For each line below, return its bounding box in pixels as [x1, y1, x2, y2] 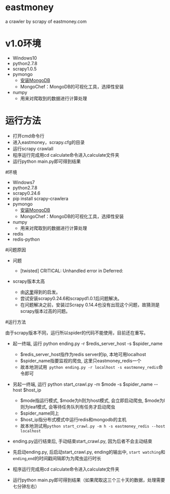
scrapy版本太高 [12, 278, 45, 284]
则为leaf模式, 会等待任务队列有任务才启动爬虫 [20, 403, 116, 410]
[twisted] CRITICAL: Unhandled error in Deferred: [20, 268, 123, 274]
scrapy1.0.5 [12, 66, 37, 72]
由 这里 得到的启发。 [20, 289, 61, 295]
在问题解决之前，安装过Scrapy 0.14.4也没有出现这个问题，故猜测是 [20, 302, 160, 308]
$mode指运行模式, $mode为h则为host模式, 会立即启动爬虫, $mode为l [20, 397, 165, 403]
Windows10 [12, 55, 37, 61]
